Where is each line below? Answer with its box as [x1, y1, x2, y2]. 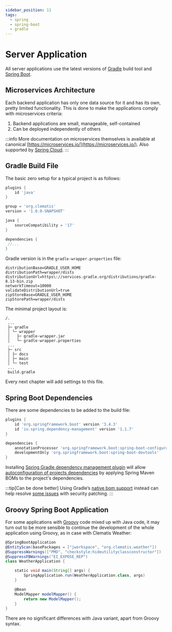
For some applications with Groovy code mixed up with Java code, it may [5, 519, 160, 525]
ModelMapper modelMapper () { [14, 591, 77, 597]
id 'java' [14, 190, 36, 195]
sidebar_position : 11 [5, 7, 52, 13]
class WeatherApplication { [5, 559, 66, 564]
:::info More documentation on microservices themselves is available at [5, 135, 156, 142]
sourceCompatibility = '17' [14, 223, 74, 228]
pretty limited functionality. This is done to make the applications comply [5, 105, 159, 111]
